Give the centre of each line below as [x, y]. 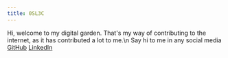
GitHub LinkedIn [30, 47]
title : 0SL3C [26, 13]
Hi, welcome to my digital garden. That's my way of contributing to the [107, 33]
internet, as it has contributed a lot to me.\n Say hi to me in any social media [114, 40]
